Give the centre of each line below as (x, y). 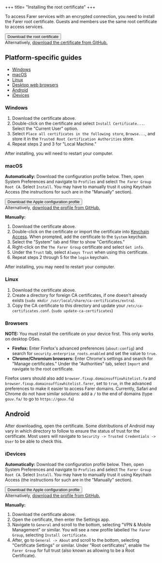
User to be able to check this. (34, 441)
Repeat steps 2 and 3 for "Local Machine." (54, 144)
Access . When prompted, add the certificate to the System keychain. (80, 237)
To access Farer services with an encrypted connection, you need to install (80, 16)
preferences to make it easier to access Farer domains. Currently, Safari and (81, 388)
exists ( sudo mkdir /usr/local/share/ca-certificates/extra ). (74, 300)
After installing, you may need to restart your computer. (60, 267)
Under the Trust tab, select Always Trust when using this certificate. (80, 252)
